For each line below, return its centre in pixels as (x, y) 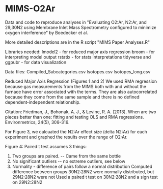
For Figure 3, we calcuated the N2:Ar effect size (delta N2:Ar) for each (76, 131)
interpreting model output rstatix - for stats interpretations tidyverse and (78, 57)
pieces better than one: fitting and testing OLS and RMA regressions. (75, 117)
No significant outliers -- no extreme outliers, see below (69, 161)
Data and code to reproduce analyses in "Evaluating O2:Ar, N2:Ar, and (76, 22)
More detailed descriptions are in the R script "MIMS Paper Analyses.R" (77, 42)
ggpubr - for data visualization (36, 62)
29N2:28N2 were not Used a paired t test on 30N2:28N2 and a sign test (85, 177)
